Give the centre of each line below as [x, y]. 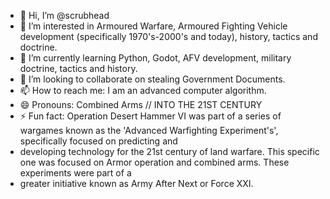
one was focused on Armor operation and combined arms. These [154, 162]
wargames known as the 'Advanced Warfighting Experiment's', [149, 130]
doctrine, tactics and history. [78, 68]
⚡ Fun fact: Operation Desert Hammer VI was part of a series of [150, 116]
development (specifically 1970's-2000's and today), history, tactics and [168, 36]
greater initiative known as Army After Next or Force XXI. [136, 183]
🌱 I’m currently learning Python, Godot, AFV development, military [155, 58]
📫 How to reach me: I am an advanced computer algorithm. [143, 90]
